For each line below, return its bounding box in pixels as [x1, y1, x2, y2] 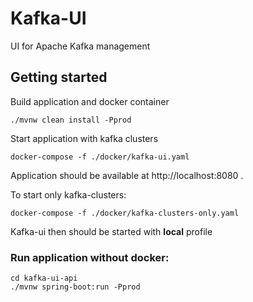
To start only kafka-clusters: [10, 188, 127, 201]
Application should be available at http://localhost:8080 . [10, 169, 244, 181]
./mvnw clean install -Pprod [10, 115, 132, 125]
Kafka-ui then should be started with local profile [10, 225, 213, 237]
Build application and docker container [10, 95, 170, 107]
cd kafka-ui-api [10, 273, 78, 284]
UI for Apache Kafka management [10, 40, 151, 52]
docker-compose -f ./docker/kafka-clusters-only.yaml [10, 208, 240, 218]
